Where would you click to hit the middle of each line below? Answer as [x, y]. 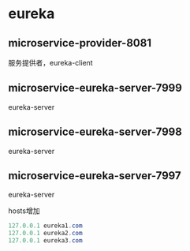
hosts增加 [24, 211]
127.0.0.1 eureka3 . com [45, 241]
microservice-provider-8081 [80, 43]
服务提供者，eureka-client [50, 63]
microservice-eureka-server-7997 [95, 176]
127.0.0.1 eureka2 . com [45, 234]
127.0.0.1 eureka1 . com [45, 226]
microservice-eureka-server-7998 [95, 132]
